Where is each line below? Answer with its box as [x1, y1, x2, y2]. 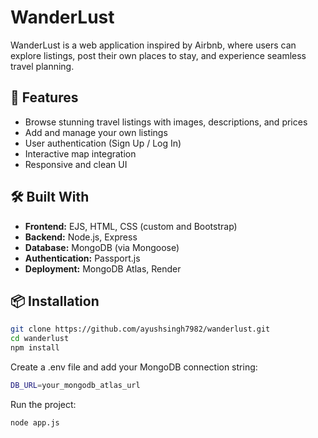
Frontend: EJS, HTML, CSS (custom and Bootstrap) [24, 220, 238, 232]
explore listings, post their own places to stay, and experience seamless [10, 49, 307, 61]
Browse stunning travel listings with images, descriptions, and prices [24, 116, 308, 128]
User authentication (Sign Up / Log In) [24, 137, 182, 149]
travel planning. [10, 60, 75, 72]
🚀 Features [10, 89, 79, 106]
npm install [10, 343, 60, 353]
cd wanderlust [10, 334, 70, 344]
